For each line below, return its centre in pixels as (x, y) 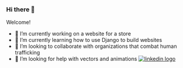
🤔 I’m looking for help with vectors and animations (76, 59)
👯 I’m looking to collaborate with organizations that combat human (96, 46)
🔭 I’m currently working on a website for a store (73, 34)
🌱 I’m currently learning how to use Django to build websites (88, 40)
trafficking (27, 53)
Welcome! (18, 22)
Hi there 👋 (21, 9)
